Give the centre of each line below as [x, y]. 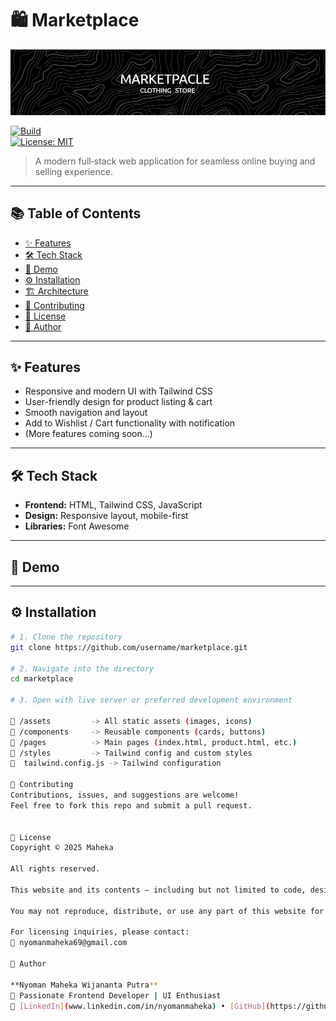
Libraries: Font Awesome [77, 526]
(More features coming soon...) [88, 434]
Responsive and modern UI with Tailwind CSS [118, 391]
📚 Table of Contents [76, 213]
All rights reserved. [55, 869]
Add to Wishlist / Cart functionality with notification [130, 423]
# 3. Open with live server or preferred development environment [151, 700]
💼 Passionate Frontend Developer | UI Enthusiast [116, 995]
